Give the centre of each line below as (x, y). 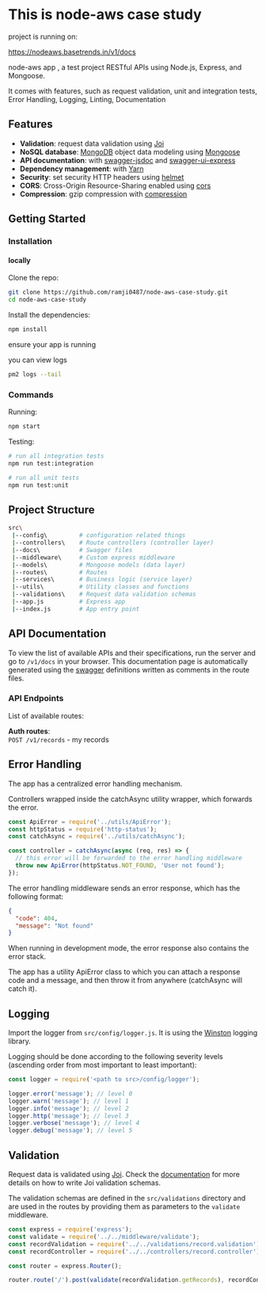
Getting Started (47, 219)
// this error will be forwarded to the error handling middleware (129, 858)
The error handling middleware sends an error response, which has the (124, 888)
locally (20, 260)
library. (20, 1041)
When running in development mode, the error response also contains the (129, 948)
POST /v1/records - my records (59, 739)
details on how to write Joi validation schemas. (84, 1183)
